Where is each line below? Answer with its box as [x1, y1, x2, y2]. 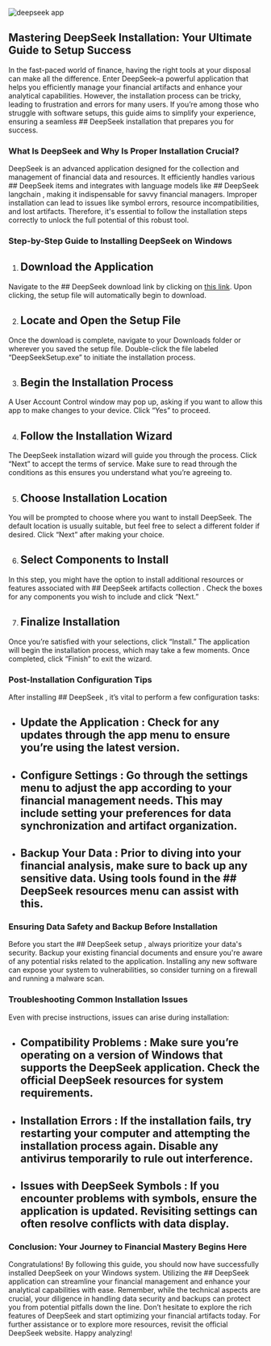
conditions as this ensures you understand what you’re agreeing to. [8, 468, 232, 477]
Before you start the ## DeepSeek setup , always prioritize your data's [8, 940, 242, 949]
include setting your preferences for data [19, 806, 231, 820]
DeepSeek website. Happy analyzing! [8, 1328, 133, 1338]
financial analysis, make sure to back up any [19, 859, 248, 873]
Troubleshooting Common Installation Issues [8, 994, 188, 1005]
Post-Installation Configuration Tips [8, 674, 152, 685]
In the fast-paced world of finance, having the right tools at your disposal [8, 65, 252, 74]
